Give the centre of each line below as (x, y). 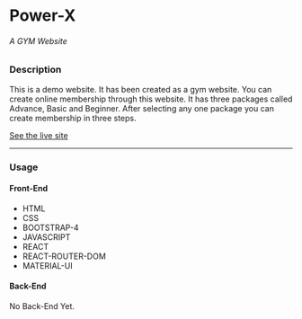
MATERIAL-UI (48, 265)
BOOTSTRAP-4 (50, 227)
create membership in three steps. (73, 118)
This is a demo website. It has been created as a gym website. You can (141, 89)
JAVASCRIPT (46, 237)
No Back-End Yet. (42, 306)
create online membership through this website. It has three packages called (151, 99)
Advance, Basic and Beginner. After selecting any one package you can (142, 108)
